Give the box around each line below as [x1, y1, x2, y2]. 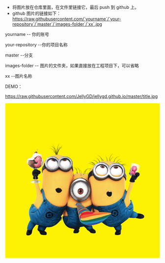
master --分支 [5, 52, 33, 58]
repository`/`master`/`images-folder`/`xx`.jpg [12, 21, 102, 27]
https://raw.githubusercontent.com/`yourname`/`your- [12, 16, 121, 22]
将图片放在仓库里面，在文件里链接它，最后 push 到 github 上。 [12, 4, 139, 10]
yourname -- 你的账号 [5, 31, 50, 37]
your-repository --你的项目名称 [5, 42, 68, 48]
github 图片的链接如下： [12, 10, 61, 16]
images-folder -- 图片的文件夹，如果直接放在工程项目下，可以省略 [5, 63, 139, 68]
